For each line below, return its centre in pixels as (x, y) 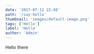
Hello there (17, 47)
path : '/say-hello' (26, 14)
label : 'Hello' (21, 28)
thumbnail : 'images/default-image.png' (48, 19)
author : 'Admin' (22, 33)
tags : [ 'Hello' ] (22, 24)
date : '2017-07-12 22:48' (33, 10)
